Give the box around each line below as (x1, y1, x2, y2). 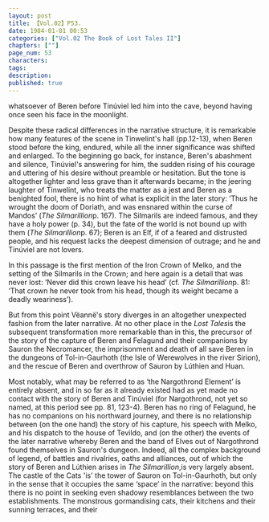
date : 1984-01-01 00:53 (8, 27, 88, 35)
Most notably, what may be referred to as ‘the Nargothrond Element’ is (8, 377, 241, 386)
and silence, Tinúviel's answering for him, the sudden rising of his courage (8, 159, 255, 169)
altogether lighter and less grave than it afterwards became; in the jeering (8, 176, 251, 186)
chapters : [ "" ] (8, 42, 59, 50)
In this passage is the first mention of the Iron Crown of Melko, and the (8, 260, 243, 270)
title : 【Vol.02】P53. (8, 19, 82, 27)
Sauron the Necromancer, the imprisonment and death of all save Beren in (8, 344, 254, 353)
